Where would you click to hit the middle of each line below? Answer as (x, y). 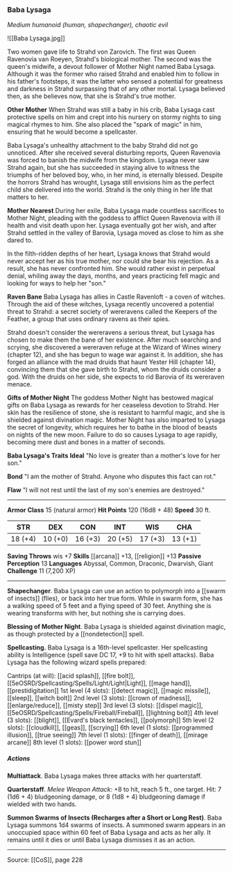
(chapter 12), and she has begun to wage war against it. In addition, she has (115, 355)
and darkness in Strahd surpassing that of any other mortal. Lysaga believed (116, 89)
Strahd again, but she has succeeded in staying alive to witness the (103, 168)
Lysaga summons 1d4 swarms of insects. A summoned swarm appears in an (116, 825)
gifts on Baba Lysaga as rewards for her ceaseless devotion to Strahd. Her (113, 405)
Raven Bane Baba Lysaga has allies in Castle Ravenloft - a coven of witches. (116, 297)
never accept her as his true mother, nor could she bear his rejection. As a (113, 261)
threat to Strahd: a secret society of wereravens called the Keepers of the (112, 312)
